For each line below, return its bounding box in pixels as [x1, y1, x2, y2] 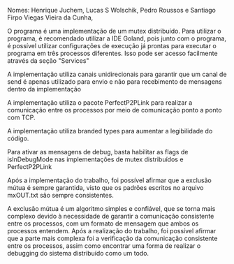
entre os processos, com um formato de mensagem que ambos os [7, 219, 199, 228]
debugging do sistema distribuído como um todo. [7, 249, 149, 257]
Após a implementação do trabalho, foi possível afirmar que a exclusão [7, 176, 212, 184]
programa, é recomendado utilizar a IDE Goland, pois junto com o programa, [7, 34, 227, 43]
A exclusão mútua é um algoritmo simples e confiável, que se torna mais [7, 205, 216, 212]
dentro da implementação [7, 85, 82, 93]
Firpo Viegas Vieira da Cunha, [7, 13, 94, 22]
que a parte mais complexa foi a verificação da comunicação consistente [7, 234, 218, 242]
